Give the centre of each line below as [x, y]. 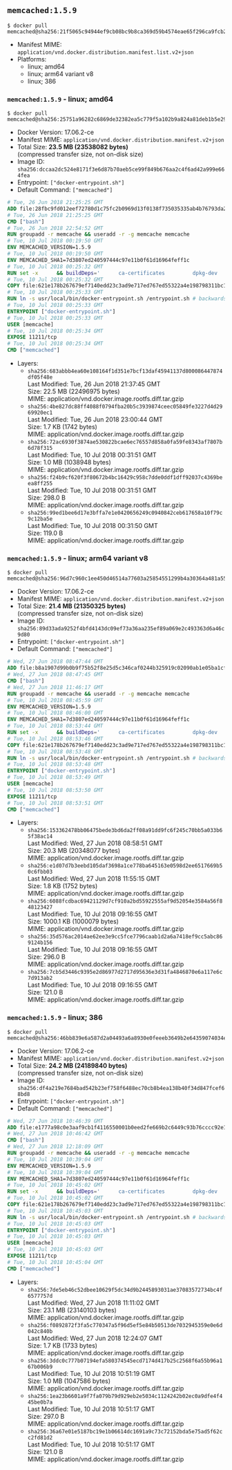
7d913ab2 [40, 978]
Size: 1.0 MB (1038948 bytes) [69, 462]
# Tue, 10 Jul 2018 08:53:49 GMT [55, 778]
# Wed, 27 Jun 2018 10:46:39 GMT [55, 1121]
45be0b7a [40, 1402]
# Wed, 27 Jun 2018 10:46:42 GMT [55, 1134]
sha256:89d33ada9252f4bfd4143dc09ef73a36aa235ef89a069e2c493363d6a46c [121, 629]
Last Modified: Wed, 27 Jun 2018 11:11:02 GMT [94, 1303]
